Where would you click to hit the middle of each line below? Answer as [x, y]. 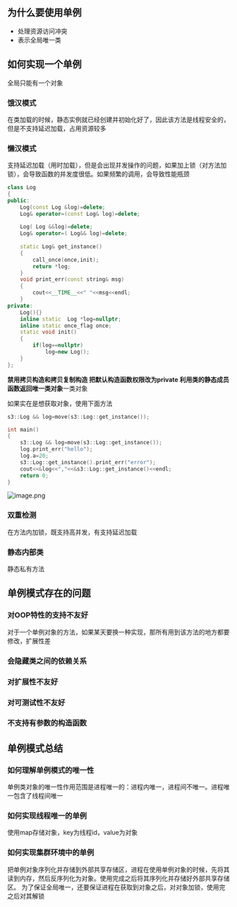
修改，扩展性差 [29, 641]
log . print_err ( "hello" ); [56, 449]
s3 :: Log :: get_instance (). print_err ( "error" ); [88, 462]
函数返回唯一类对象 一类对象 [48, 388]
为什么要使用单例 [44, 13]
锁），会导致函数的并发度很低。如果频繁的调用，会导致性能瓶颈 [98, 174]
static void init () [49, 332]
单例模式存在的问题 [49, 593]
